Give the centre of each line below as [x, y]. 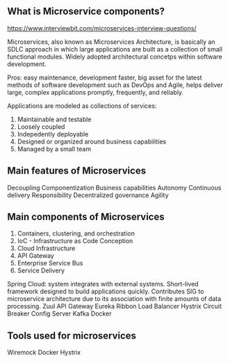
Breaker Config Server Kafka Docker [59, 314]
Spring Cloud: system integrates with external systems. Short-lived [103, 284]
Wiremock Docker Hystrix [44, 353]
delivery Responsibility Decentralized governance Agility [88, 195]
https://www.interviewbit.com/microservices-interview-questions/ [102, 28]
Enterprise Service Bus [50, 263]
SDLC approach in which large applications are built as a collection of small [115, 49]
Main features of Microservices [77, 171]
